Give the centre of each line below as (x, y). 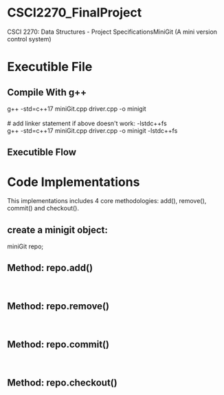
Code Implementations (74, 182)
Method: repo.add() (50, 268)
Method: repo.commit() (58, 344)
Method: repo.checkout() (63, 382)
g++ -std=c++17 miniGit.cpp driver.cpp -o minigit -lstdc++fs (92, 130)
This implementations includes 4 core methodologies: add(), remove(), (107, 201)
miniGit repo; (25, 246)
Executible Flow (42, 152)
